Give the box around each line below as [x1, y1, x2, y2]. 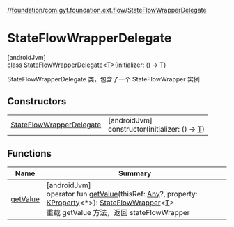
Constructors [7, 95, 67, 107]
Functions [7, 148, 52, 159]
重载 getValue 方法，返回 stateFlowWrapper [46, 208, 190, 217]
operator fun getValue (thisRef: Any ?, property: [46, 189, 198, 198]
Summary [118, 169, 152, 178]
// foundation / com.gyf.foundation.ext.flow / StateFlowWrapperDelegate [7, 6, 207, 14]
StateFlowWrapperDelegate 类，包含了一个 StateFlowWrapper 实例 [7, 75, 200, 83]
